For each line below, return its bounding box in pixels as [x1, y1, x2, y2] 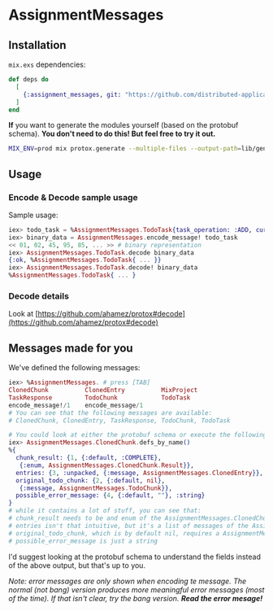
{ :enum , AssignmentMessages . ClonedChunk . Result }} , [19, 461, 195, 469]
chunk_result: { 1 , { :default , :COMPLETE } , [15, 454, 162, 462]
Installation [8, 38, 67, 52]
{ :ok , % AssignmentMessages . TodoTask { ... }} [8, 256, 162, 264]
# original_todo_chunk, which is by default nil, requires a [8, 529, 220, 538]
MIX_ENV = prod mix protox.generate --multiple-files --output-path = [8, 145, 242, 153]
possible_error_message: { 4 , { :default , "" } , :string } [15, 491, 206, 500]
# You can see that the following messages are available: [8, 408, 213, 417]
